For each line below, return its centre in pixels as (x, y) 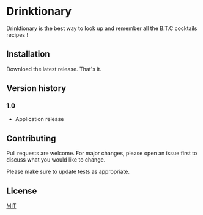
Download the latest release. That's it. (54, 69)
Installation (28, 54)
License (22, 191)
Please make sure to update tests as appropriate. (68, 172)
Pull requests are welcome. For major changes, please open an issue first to (102, 153)
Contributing (31, 139)
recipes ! (17, 34)
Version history (36, 88)
